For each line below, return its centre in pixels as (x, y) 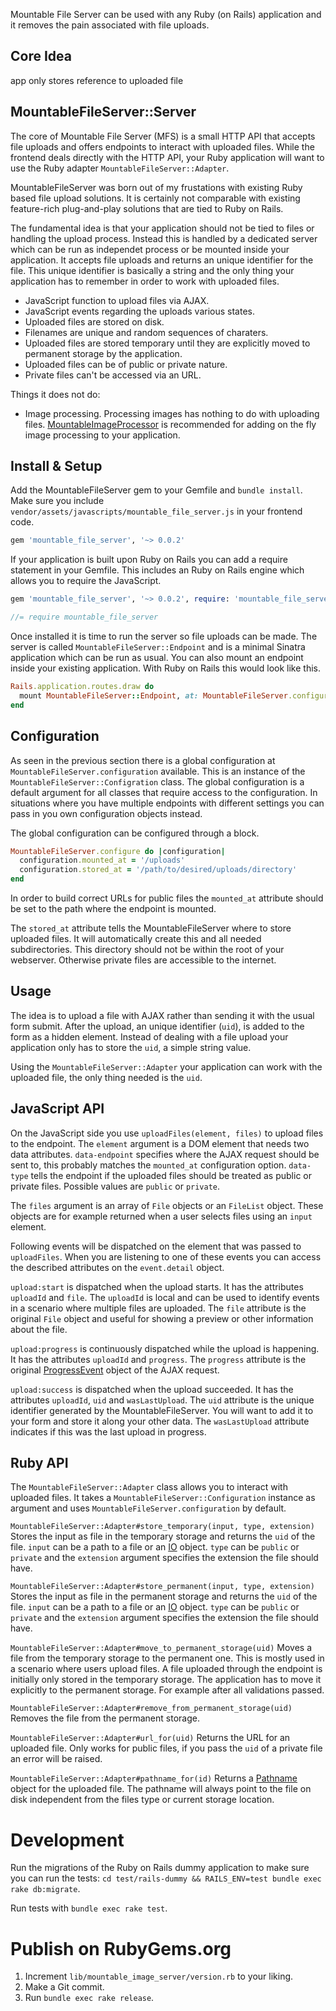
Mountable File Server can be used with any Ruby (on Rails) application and (166, 14)
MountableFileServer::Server (103, 112)
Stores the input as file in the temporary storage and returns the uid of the (163, 1536)
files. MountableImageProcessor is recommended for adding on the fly (170, 424)
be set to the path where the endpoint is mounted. (113, 908)
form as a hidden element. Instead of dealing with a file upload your (149, 1036)
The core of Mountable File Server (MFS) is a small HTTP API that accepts (163, 136)
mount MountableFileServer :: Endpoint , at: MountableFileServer (153, 695)
